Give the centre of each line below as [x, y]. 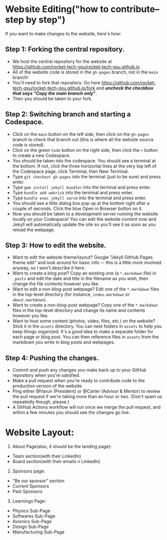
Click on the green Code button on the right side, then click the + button [85, 150]
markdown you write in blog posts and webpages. [64, 342]
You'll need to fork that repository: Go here [56, 82]
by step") [46, 20]
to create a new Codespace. [41, 155]
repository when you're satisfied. [46, 375]
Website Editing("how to [57, 9]
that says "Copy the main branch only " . [55, 93]
